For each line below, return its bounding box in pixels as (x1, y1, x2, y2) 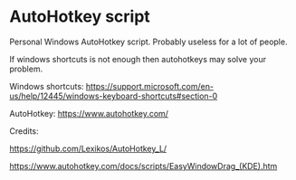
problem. (9, 63, 43, 74)
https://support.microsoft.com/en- (85, 81, 215, 91)
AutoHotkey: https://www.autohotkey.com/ (9, 108, 169, 118)
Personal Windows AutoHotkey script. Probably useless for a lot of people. (9, 36, 288, 47)
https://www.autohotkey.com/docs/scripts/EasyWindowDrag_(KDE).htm (9, 160, 278, 171)
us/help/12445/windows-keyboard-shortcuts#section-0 (9, 90, 218, 101)
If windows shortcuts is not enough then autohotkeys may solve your (9, 53, 267, 64)
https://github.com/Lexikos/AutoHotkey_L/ (9, 143, 167, 154)
